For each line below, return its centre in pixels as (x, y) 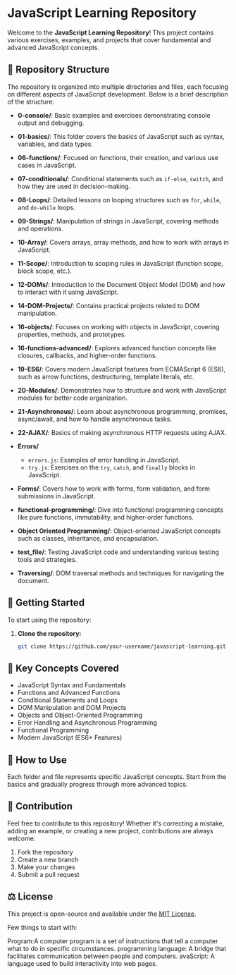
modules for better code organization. (73, 398)
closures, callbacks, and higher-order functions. (87, 355)
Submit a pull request (48, 874)
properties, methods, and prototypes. (72, 334)
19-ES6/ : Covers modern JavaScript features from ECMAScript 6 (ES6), (122, 369)
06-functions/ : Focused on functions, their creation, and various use (118, 157)
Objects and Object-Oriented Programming (80, 715)
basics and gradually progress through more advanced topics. (98, 785)
